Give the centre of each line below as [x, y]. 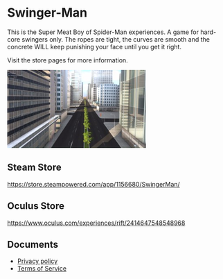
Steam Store [34, 168]
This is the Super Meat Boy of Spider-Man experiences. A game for [103, 32]
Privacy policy [37, 261]
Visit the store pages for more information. [68, 60]
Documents [33, 244]
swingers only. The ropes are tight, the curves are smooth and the [116, 39]
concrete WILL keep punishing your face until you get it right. [95, 46]
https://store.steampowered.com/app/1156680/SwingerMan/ [93, 184]
